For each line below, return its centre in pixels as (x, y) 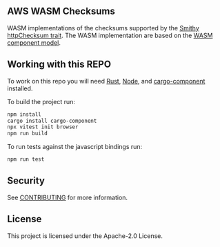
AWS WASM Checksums (61, 11)
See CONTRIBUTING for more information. (68, 197)
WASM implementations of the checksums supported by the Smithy (103, 28)
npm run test (26, 159)
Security (26, 181)
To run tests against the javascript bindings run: (75, 147)
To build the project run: (41, 101)
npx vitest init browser (43, 127)
